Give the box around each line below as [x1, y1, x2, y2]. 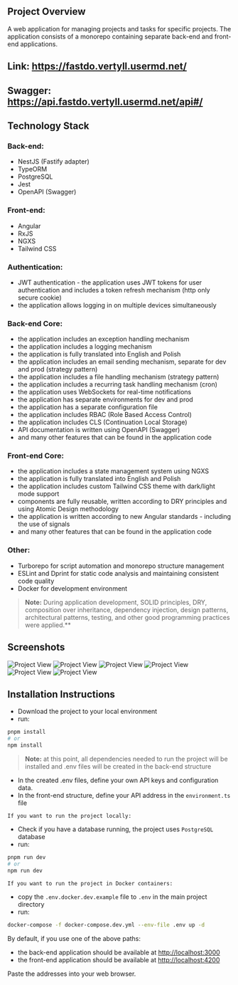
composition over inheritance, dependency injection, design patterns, [24, 605, 229, 614]
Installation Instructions [7, 688, 116, 700]
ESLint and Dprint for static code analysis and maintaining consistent [17, 569, 219, 577]
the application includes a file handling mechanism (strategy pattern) [17, 373, 220, 381]
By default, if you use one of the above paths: [7, 934, 141, 942]
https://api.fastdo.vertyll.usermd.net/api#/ [7, 95, 203, 107]
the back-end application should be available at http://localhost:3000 [17, 948, 220, 957]
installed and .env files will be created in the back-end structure [24, 762, 212, 771]
